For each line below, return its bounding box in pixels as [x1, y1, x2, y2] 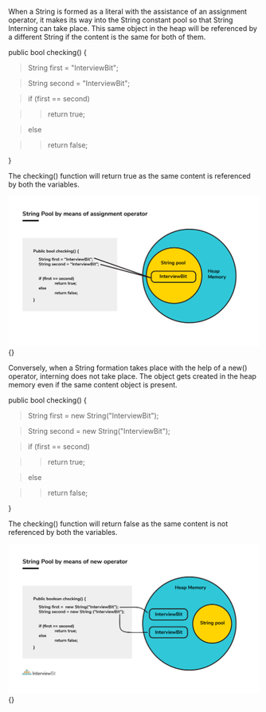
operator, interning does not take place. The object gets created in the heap [8, 371, 257, 381]
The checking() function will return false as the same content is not [8, 518, 229, 529]
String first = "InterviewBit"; [27, 63, 119, 73]
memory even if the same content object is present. [8, 380, 178, 389]
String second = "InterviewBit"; [27, 79, 131, 88]
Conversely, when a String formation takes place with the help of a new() [8, 363, 248, 372]
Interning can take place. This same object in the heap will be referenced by [8, 24, 257, 33]
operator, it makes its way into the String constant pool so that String [8, 15, 233, 25]
